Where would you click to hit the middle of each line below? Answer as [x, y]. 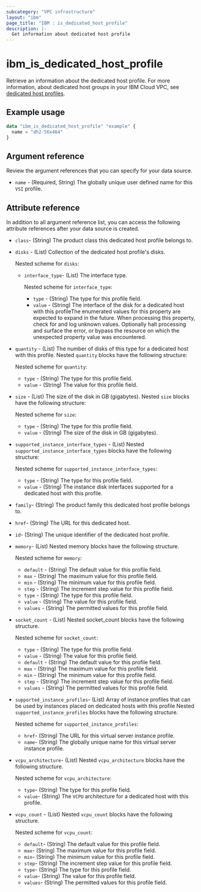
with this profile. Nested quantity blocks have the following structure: [101, 355]
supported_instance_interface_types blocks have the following [93, 451]
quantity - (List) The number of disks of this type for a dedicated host [101, 349]
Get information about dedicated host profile [71, 34]
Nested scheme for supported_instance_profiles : [76, 724]
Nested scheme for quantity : [51, 367]
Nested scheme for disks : [47, 264]
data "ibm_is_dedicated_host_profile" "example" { [71, 126]
